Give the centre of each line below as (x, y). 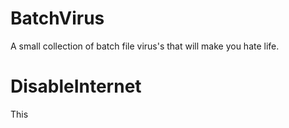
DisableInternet (76, 86)
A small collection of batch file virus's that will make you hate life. (145, 46)
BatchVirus (57, 18)
